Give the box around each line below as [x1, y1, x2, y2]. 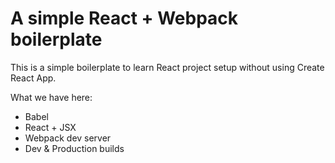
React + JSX [24, 121, 77, 133]
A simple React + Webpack [10, 7, 239, 30]
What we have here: [10, 91, 93, 103]
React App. [10, 72, 57, 84]
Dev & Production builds [24, 142, 125, 154]
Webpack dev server [24, 132, 112, 144]
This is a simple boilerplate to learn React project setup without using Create [10, 61, 325, 73]
